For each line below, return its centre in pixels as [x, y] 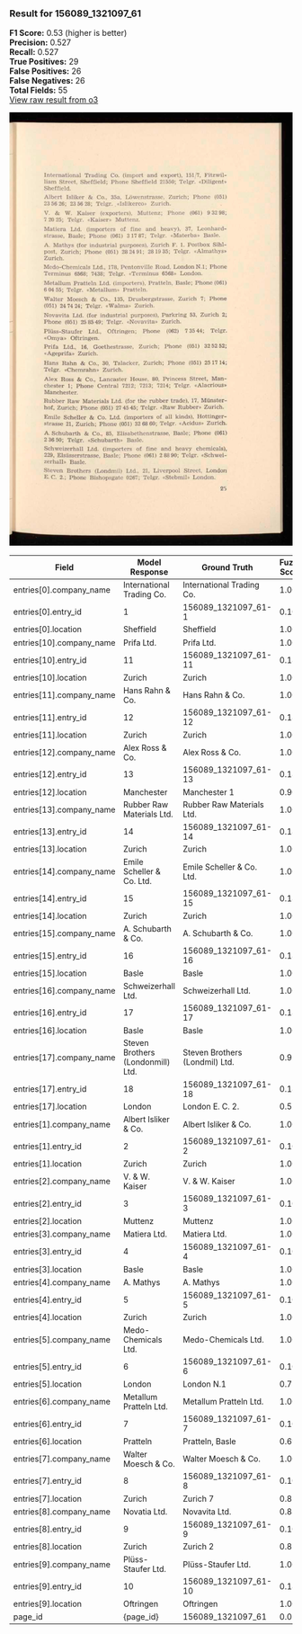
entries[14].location [50, 916]
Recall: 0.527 [34, 52]
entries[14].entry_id [50, 898]
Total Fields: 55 [39, 90]
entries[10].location [50, 678]
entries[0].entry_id [48, 612]
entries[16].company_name [64, 991]
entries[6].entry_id [48, 1424]
